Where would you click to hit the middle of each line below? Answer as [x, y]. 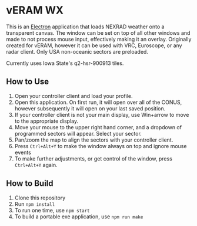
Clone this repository [40, 198]
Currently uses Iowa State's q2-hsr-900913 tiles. [65, 63]
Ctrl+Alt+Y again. [36, 165]
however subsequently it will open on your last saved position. [90, 108]
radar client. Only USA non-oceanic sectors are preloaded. [77, 51]
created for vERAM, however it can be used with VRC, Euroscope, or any [94, 45]
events [23, 152]
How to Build [30, 184]
